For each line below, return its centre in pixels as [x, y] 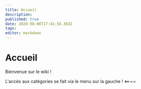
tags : [11, 28]
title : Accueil [21, 10]
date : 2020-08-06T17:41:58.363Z [39, 24]
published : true [22, 19]
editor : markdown [23, 33]
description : [19, 14]
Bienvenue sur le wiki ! [28, 71]
